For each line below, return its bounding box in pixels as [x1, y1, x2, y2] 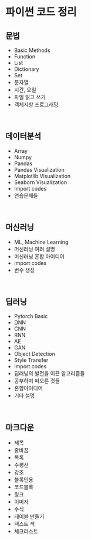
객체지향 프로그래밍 [14, 101, 59, 108]
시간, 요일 [14, 86, 36, 93]
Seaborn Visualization [14, 178, 68, 186]
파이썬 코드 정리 [5, 5, 77, 19]
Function [14, 53, 36, 60]
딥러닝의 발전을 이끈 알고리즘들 [14, 370, 85, 377]
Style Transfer [14, 356, 49, 364]
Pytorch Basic [14, 313, 48, 320]
